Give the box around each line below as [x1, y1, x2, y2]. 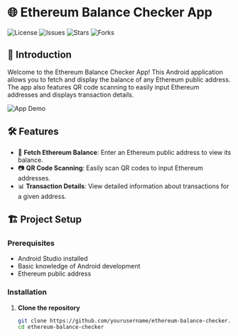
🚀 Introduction [7, 49, 72, 61]
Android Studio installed [17, 254, 88, 263]
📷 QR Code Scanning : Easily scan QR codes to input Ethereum [17, 163, 204, 172]
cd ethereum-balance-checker [17, 324, 104, 331]
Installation [7, 287, 48, 297]
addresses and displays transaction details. [7, 90, 134, 99]
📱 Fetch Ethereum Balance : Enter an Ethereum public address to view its [17, 148, 232, 156]
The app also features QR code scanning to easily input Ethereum [7, 82, 200, 91]
